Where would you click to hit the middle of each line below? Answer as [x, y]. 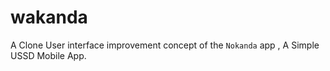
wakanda [49, 17]
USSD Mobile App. [48, 55]
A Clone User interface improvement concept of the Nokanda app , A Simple [165, 45]
